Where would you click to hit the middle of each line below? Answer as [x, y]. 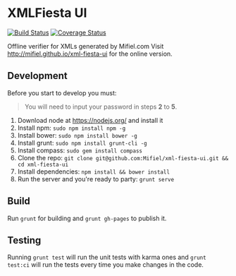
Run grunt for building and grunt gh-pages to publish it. [87, 218]
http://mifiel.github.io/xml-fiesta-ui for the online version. [90, 54]
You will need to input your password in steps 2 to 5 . [101, 107]
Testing [24, 240]
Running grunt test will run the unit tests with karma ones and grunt [107, 257]
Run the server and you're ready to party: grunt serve [96, 179]
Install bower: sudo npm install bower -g [77, 135]
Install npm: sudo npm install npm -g [72, 128]
